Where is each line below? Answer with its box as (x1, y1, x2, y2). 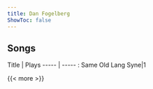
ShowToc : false (7, 17, 52, 24)
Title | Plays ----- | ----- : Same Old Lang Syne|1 (7, 60, 147, 70)
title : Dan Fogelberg (7, 10, 71, 17)
